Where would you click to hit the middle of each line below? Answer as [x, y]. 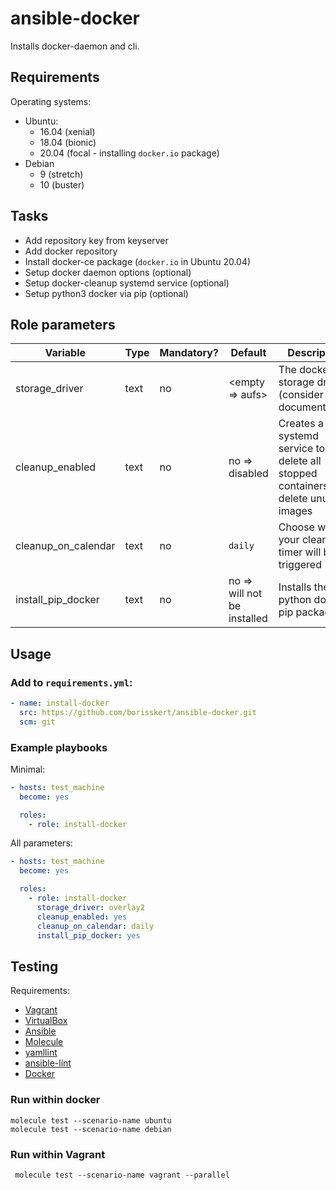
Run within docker [55, 1100]
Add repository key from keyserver [96, 240]
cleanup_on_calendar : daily [95, 926]
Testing [34, 966]
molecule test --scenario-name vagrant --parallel [122, 1175]
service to [302, 449]
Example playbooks [59, 747]
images [295, 511]
